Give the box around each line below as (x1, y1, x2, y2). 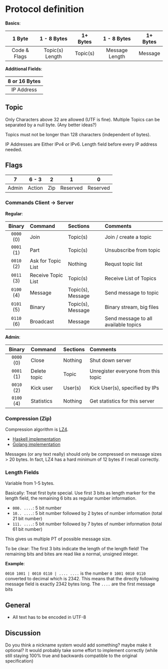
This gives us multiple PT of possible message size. (5, 536, 111, 542)
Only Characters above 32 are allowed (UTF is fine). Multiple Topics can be (5, 116, 160, 122)
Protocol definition (5, 4, 84, 15)
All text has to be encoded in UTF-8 (12, 614, 86, 620)
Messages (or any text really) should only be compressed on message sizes (5, 451, 162, 457)
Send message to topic (104, 289, 159, 296)
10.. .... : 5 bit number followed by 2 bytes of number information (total (12, 510, 162, 516)
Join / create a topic (104, 233, 151, 240)
